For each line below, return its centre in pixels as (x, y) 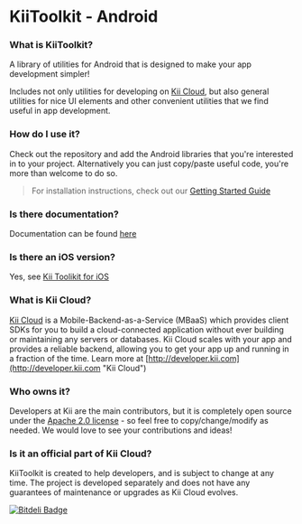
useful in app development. (60, 111)
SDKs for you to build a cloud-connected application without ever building (146, 329)
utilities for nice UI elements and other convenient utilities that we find (139, 101)
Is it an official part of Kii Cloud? (81, 454)
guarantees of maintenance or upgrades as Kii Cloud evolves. (124, 492)
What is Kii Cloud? (50, 300)
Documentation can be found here (73, 234)
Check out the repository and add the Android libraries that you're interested (151, 154)
